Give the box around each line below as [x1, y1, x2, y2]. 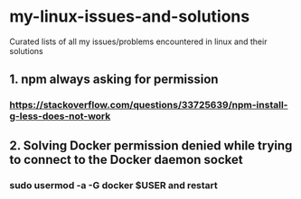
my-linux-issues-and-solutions [9, 6, 250, 27]
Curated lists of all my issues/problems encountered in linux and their [9, 36, 268, 47]
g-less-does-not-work [9, 110, 111, 122]
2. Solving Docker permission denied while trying [9, 138, 293, 153]
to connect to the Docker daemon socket [9, 151, 243, 167]
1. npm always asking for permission [9, 72, 219, 87]
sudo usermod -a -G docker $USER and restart [9, 178, 219, 191]
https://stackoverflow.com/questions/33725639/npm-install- [9, 99, 288, 112]
